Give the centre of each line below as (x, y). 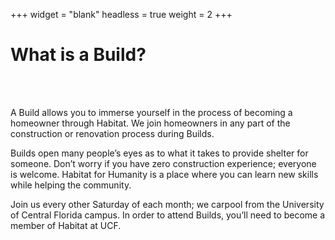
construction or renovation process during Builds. (112, 133)
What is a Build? (78, 55)
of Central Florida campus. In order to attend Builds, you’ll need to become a (168, 215)
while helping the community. (71, 185)
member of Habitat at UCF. (66, 225)
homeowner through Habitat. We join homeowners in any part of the (150, 123)
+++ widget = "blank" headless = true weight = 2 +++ (121, 14)
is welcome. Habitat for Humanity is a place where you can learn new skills (164, 174)
